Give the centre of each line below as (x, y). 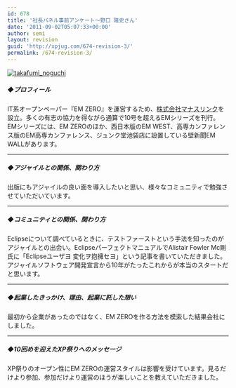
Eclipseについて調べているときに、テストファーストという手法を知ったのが (116, 239)
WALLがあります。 (34, 144)
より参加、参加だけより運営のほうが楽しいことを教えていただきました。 (118, 377)
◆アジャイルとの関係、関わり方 (53, 168)
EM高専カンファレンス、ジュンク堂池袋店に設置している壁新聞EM (121, 135)
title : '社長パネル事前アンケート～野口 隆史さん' (73, 20)
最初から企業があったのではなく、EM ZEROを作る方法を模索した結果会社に (116, 316)
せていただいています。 (41, 195)
